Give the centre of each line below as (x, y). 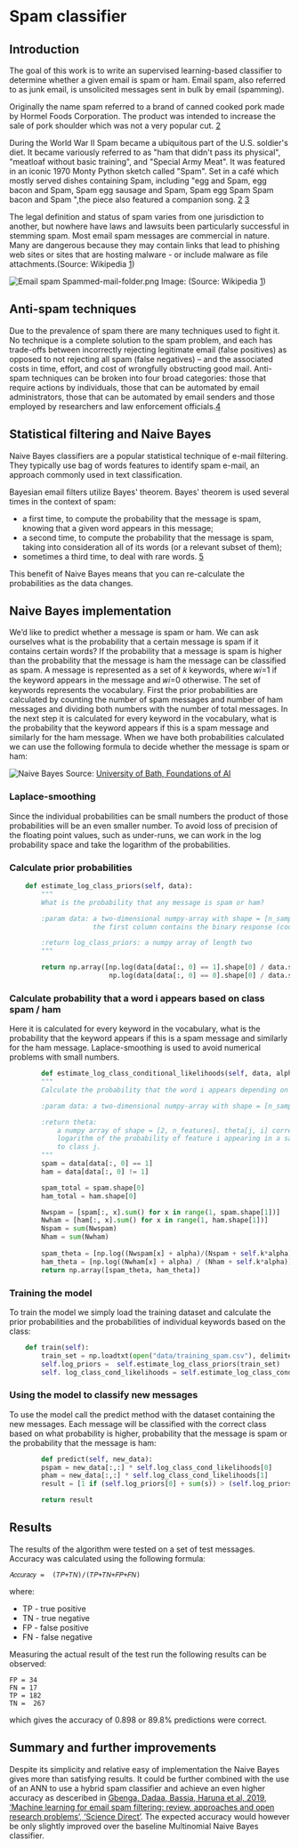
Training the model (51, 1293)
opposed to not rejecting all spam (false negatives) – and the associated (141, 359)
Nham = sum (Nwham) (75, 1237)
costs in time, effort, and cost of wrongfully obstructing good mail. (130, 368)
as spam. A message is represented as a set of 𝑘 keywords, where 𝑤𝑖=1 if (143, 670)
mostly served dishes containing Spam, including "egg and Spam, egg (138, 181)
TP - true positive (54, 1609)
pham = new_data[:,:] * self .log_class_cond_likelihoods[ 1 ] (155, 1476)
